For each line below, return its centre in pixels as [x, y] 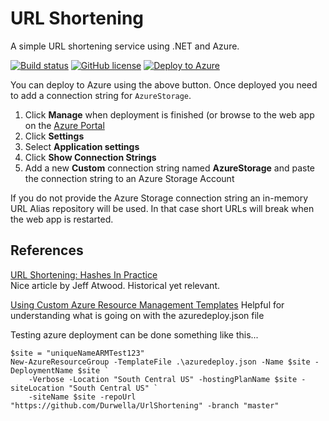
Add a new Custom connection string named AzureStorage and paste [170, 168]
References [47, 250]
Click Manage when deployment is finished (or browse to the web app [169, 114]
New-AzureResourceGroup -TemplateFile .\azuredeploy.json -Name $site [160, 362]
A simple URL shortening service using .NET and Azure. [125, 46]
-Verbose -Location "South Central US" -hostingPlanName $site [163, 379]
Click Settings [54, 136]
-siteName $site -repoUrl [82, 397]
